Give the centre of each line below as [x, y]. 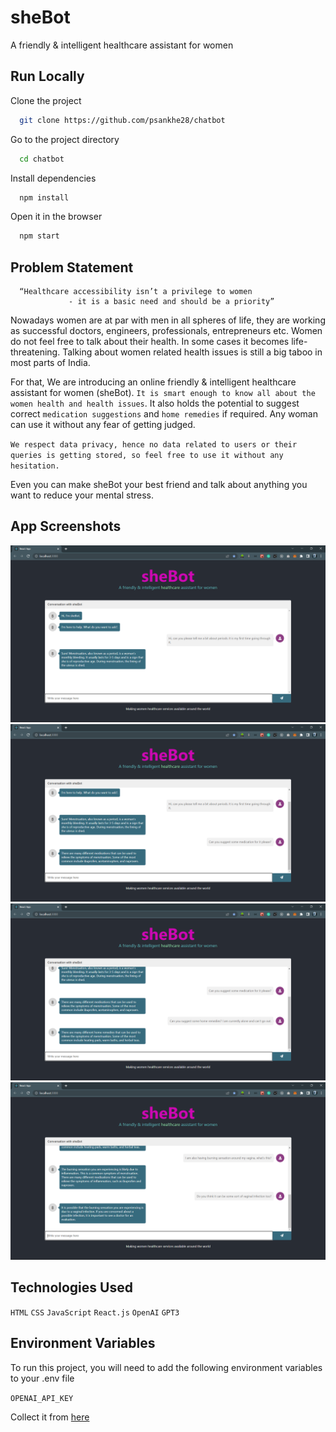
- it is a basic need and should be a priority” [171, 302]
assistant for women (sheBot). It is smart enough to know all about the [163, 393]
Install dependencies [53, 178]
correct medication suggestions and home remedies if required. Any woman [164, 414]
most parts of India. [50, 363]
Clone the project [46, 100]
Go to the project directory [65, 139]
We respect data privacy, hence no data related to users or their [154, 445]
